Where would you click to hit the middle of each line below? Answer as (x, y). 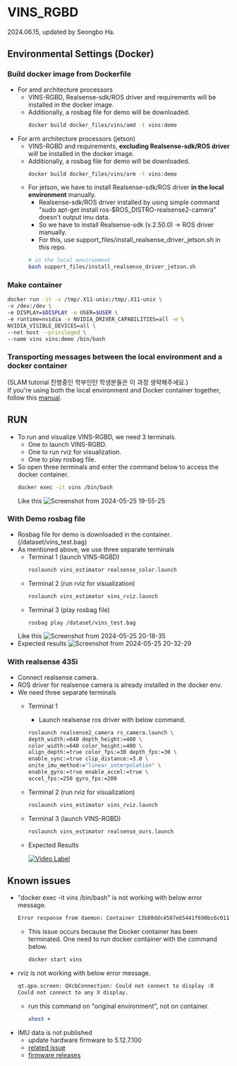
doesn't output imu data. (74, 217)
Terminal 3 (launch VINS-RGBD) (74, 818)
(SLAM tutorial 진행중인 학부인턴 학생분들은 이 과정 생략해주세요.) (98, 382)
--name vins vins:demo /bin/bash (56, 339)
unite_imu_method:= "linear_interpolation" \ (95, 766)
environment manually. (62, 195)
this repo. (53, 247)
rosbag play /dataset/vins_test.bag (82, 623)
